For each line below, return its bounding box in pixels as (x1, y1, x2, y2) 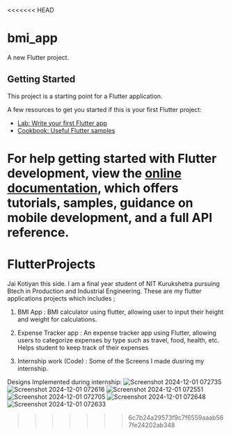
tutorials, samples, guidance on (7, 195, 193, 211)
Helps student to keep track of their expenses (17, 343, 149, 351)
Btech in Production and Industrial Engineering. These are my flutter (7, 287, 202, 295)
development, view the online (7, 165, 182, 181)
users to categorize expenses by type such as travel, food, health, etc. (17, 335, 220, 344)
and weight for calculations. (17, 315, 97, 323)
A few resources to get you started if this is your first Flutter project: (7, 105, 202, 113)
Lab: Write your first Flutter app (17, 118, 108, 127)
